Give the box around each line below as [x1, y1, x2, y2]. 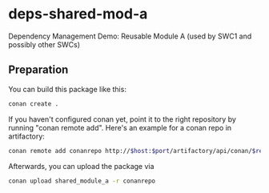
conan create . [8, 99, 59, 108]
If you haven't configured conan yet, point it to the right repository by [8, 114, 236, 124]
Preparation [8, 63, 69, 77]
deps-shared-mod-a [8, 5, 148, 23]
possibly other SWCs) [8, 39, 81, 49]
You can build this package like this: [8, 84, 126, 94]
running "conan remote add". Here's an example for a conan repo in [8, 123, 232, 132]
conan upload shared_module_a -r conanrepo [8, 177, 156, 185]
